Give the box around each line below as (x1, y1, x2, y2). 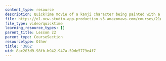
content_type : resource (5, 7, 54, 12)
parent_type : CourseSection (5, 35, 63, 40)
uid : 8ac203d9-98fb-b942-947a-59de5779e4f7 (5, 48, 96, 53)
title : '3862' (5, 44, 35, 49)
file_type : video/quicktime (5, 21, 63, 26)
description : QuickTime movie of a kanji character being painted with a (5, 12, 161, 17)
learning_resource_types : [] (5, 26, 65, 30)
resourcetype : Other (5, 39, 48, 44)
